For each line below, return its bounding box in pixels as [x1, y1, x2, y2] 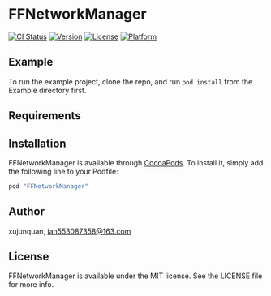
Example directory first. [8, 85, 87, 95]
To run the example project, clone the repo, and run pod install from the [8, 76, 253, 86]
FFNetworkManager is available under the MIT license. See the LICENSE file [8, 271, 263, 281]
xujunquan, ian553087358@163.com [8, 226, 131, 236]
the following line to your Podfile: [8, 166, 119, 176]
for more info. [8, 280, 54, 290]
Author [8, 204, 45, 219]
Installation [8, 136, 67, 150]
